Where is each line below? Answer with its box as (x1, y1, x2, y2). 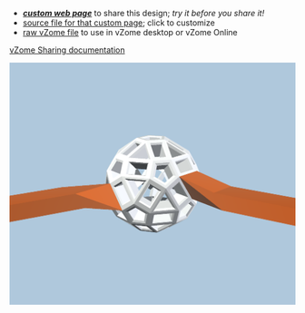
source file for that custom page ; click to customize (22, 17, 215, 28)
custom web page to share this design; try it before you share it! (22, 8, 265, 18)
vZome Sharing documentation (9, 44, 125, 55)
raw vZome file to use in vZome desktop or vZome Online (22, 27, 238, 37)
